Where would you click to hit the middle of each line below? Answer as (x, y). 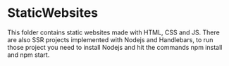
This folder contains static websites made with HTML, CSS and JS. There (113, 32)
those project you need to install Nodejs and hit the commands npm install (115, 47)
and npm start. (29, 55)
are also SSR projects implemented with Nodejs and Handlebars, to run (110, 39)
